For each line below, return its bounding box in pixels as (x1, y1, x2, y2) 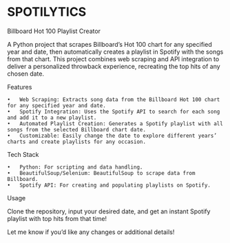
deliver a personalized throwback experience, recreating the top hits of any (7, 62, 220, 70)
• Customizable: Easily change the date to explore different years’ (7, 132, 217, 139)
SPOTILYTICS (7, 4, 87, 20)
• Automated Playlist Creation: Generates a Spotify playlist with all (7, 120, 224, 127)
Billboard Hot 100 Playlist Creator (7, 27, 101, 35)
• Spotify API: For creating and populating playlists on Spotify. (7, 182, 211, 189)
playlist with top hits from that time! (7, 214, 107, 222)
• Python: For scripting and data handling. (7, 163, 143, 171)
